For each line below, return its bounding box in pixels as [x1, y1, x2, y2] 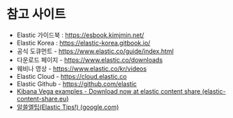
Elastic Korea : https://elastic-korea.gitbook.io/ [16, 38, 151, 47]
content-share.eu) [16, 94, 69, 103]
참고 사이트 [6, 6, 66, 22]
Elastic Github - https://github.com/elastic [16, 80, 137, 88]
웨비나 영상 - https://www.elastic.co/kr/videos [16, 64, 147, 73]
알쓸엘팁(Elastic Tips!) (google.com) [16, 103, 119, 111]
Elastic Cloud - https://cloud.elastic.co [16, 72, 127, 80]
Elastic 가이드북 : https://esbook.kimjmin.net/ [16, 31, 144, 39]
